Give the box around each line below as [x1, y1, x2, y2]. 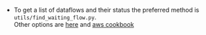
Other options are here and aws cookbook [13, 21, 135, 28]
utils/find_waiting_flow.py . [13, 13, 97, 21]
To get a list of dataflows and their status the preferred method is [13, 6, 199, 14]
